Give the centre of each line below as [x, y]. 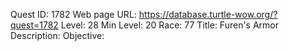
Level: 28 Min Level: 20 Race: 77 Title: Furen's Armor [170, 25]
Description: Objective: [57, 35]
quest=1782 [34, 25]
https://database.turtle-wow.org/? [208, 14]
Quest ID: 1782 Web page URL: [73, 14]
